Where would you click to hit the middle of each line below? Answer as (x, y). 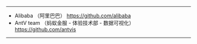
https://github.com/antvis (45, 29)
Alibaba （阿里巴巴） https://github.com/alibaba (72, 16)
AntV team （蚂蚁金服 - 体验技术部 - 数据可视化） (74, 23)
